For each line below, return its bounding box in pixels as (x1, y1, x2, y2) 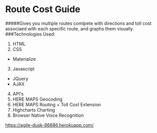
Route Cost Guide (5, 4, 81, 15)
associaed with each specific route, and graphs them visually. (5, 25, 134, 31)
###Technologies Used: (5, 31, 56, 37)
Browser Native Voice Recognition (12, 112, 84, 118)
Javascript (12, 66, 35, 72)
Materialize (12, 56, 36, 62)
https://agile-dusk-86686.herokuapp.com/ (5, 122, 94, 128)
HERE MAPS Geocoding (12, 96, 63, 102)
